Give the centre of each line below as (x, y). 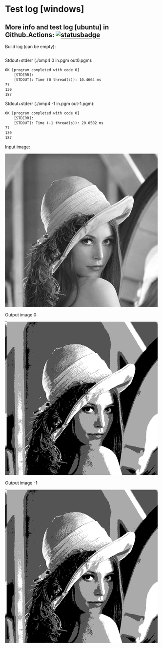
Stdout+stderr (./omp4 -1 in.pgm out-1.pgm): (50, 104)
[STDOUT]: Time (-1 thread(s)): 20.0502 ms (59, 123)
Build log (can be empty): (31, 47)
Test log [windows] (45, 9)
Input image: (18, 147)
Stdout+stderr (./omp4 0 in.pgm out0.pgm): (49, 60)
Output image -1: (22, 483)
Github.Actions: (30, 35)
